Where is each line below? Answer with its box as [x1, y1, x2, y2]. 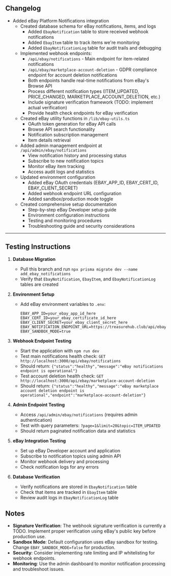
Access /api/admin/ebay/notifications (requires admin [20, 411, 138, 418]
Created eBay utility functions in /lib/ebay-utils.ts [20, 115, 130, 122]
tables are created [20, 281, 59, 287]
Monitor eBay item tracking [27, 163, 85, 169]
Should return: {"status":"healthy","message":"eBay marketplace [20, 382, 159, 389]
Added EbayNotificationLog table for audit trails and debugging [27, 44, 161, 51]
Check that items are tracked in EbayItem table [20, 489, 117, 495]
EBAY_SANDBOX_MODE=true [20, 329, 71, 334]
